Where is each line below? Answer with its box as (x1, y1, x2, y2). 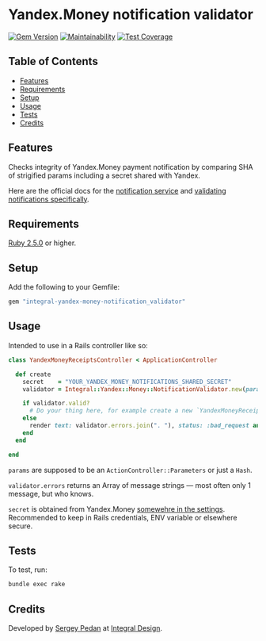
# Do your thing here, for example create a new (28, 407, 193, 415)
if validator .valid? (22, 399, 90, 408)
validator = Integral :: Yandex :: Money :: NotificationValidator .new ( (22, 385, 246, 393)
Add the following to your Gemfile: (8, 282, 120, 292)
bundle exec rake (8, 581, 66, 589)
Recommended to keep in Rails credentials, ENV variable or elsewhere (8, 512, 237, 522)
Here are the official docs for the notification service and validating (8, 186, 227, 195)
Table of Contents (8, 55, 99, 68)
